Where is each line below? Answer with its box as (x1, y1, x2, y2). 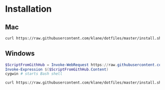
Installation (5, 3, 52, 15)
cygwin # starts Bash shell (5, 71, 63, 76)
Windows (5, 49, 35, 58)
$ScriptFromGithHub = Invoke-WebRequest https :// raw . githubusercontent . (5, 62, 157, 67)
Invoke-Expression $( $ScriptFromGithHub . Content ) (5, 67, 109, 72)
